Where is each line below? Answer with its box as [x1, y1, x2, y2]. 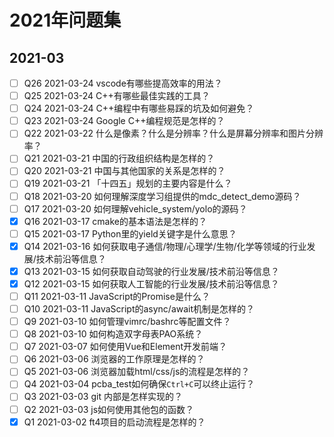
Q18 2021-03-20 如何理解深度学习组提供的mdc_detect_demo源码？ [23, 190, 302, 202]
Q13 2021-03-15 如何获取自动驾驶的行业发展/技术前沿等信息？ [23, 265, 280, 277]
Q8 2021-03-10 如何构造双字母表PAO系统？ [23, 328, 204, 340]
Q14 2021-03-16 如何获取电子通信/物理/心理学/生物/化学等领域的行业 [23, 240, 307, 252]
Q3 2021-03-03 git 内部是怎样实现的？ [23, 391, 183, 403]
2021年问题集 [9, 9, 122, 32]
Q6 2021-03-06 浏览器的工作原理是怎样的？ [23, 353, 206, 365]
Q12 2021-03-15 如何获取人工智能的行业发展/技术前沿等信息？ [23, 277, 280, 290]
